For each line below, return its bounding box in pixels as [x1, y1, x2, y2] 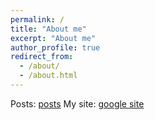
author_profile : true [10, 42, 101, 53]
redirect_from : [10, 52, 74, 62]
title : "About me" [10, 24, 87, 34]
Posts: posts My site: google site [10, 97, 145, 110]
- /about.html [19, 71, 78, 81]
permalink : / [10, 14, 65, 25]
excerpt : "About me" [10, 33, 97, 43]
